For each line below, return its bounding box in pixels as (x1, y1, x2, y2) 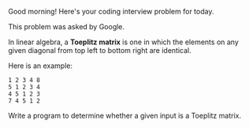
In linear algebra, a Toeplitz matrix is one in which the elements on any (8, 37, 239, 47)
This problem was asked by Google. (8, 22, 124, 31)
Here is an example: (8, 61, 73, 70)
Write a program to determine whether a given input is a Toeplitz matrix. (8, 111, 242, 120)
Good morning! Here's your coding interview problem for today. (8, 7, 214, 16)
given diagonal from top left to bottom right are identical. (8, 46, 191, 55)
